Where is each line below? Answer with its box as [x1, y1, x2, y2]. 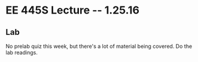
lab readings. [5, 49, 38, 56]
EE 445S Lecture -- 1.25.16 [5, 4, 140, 17]
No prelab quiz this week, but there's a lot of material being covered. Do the [5, 43, 193, 50]
